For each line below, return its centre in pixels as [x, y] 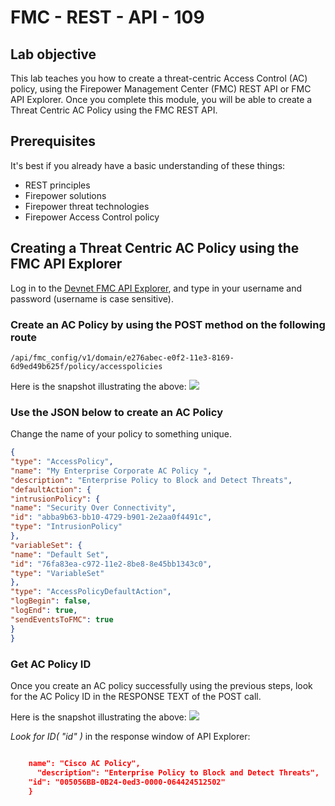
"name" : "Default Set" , [60, 554]
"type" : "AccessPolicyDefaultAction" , [91, 592]
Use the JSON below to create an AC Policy [116, 412]
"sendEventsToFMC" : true [62, 619]
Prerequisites [53, 141]
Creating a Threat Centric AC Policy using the [155, 248]
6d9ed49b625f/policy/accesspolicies [86, 366]
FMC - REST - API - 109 [107, 17]
